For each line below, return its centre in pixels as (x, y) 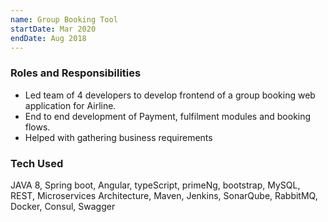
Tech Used (37, 163)
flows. (37, 127)
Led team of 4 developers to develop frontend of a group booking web (170, 95)
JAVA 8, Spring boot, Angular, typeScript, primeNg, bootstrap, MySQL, (155, 185)
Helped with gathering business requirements (118, 137)
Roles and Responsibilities (76, 73)
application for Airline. (70, 105)
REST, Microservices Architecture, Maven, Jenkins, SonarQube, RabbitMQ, (164, 195)
